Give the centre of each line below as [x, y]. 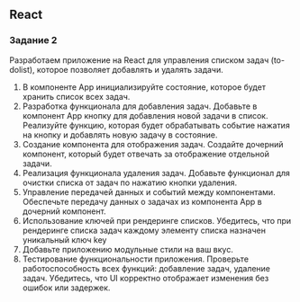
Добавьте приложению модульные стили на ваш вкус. [128, 249]
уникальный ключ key [64, 240]
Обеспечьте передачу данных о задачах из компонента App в [142, 201]
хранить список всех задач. [76, 96]
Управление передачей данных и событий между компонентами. [149, 191]
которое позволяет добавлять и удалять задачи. [130, 69]
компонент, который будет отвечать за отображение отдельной [146, 154]
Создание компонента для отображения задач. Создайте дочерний [153, 144]
